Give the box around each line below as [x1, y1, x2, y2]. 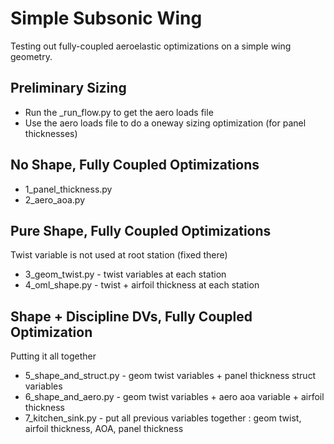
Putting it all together [10, 350, 97, 362]
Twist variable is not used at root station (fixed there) [10, 249, 228, 261]
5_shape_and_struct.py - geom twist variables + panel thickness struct [24, 370, 317, 382]
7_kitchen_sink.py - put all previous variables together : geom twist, [24, 412, 302, 424]
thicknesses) [24, 127, 78, 139]
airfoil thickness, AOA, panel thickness [24, 423, 184, 435]
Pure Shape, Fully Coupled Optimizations [10, 222, 272, 239]
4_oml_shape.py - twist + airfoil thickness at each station [24, 279, 260, 291]
